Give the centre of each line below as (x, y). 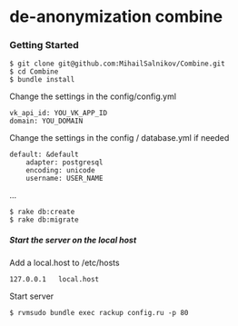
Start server (32, 296)
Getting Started (44, 45)
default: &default (44, 155)
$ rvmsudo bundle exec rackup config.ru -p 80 (99, 313)
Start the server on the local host (73, 240)
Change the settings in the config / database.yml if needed (119, 138)
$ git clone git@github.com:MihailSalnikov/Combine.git (117, 64)
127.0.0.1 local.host (55, 280)
